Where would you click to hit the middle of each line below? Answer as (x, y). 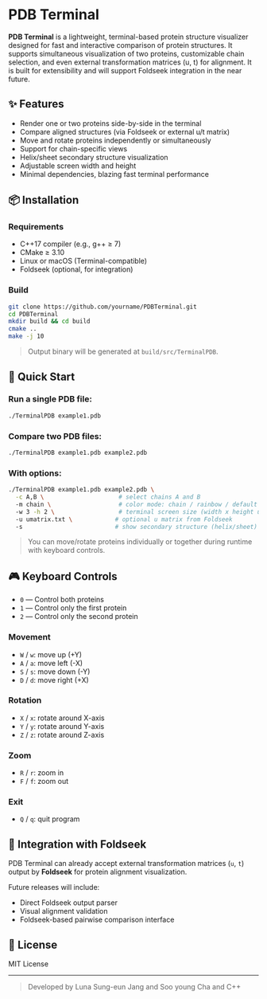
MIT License (29, 964)
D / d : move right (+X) (54, 680)
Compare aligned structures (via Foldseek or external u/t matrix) (125, 131)
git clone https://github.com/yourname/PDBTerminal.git (103, 307)
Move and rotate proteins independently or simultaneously (116, 140)
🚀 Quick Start (42, 376)
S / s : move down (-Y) (55, 672)
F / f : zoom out (44, 782)
